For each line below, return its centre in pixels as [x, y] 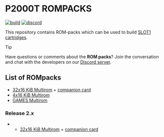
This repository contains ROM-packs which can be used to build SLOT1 [78, 32]
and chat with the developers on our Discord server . [58, 62]
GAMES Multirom [30, 100]
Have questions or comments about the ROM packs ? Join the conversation [82, 57]
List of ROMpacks [33, 78]
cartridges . [16, 37]
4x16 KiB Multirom [31, 95]
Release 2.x [20, 113]
